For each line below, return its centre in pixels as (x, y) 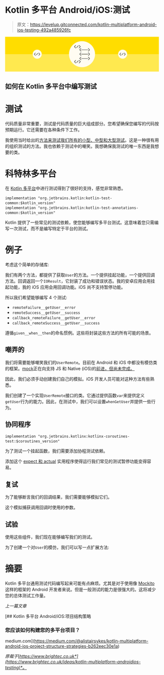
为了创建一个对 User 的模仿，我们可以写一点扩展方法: (57, 548)
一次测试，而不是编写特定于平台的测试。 (50, 228)
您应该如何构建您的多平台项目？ (43, 630)
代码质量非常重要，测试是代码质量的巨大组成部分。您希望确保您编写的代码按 (82, 123)
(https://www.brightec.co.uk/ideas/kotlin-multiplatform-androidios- (73, 662)
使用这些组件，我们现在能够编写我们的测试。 (50, 537)
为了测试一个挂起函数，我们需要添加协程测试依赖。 (56, 451)
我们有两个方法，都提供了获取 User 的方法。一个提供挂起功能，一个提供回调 (80, 275)
